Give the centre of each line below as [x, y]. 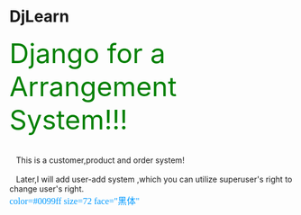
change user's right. [46, 188]
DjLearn [39, 17]
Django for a [87, 53]
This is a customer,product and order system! [100, 160]
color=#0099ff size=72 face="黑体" [74, 201]
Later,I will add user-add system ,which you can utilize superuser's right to [154, 179]
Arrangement [93, 86]
